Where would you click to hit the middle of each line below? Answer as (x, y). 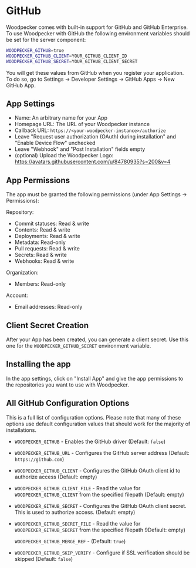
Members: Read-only (40, 284)
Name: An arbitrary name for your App (61, 118)
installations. (21, 430)
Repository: (20, 212)
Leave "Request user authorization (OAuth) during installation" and (95, 137)
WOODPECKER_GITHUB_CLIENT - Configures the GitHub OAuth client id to (97, 470)
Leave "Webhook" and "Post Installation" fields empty (80, 149)
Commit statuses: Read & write (52, 224)
